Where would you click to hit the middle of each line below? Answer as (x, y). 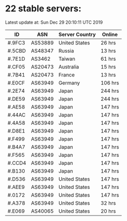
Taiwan (67, 59)
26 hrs (108, 42)
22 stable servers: (43, 9)
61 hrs (108, 59)
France (67, 74)
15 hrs (108, 67)
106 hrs (110, 83)
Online (110, 34)
